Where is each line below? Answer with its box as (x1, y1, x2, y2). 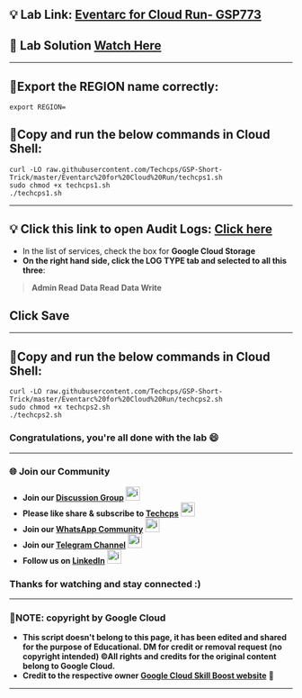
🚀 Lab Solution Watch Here (9, 38, 162, 53)
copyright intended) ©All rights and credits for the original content (22, 651, 277, 662)
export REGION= (9, 103, 67, 112)
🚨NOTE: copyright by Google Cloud (9, 612, 166, 624)
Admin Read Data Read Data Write (31, 282, 162, 293)
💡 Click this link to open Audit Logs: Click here (9, 222, 272, 237)
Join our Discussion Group (22, 492, 124, 503)
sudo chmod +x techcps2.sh (9, 403, 111, 412)
